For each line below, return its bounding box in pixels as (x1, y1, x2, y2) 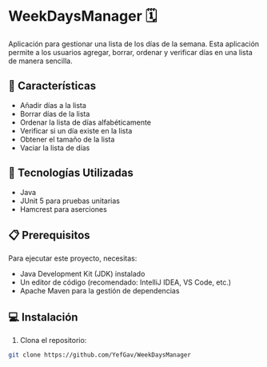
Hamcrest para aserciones (19, 204, 108, 213)
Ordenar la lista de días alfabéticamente (19, 118, 152, 127)
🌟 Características (8, 79, 97, 93)
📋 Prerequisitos (8, 228, 90, 241)
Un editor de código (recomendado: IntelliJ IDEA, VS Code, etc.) (19, 277, 232, 287)
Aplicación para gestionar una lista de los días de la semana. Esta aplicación (8, 38, 260, 49)
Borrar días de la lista (19, 109, 90, 118)
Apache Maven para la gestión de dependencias (19, 286, 180, 296)
